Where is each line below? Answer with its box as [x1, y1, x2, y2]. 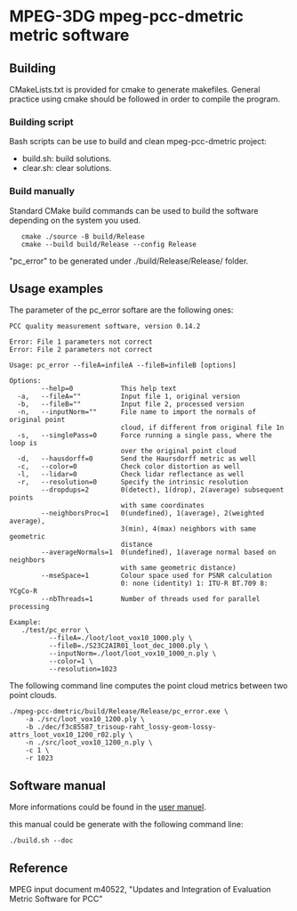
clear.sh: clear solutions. [21, 163, 112, 174]
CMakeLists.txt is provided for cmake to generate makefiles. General [9, 85, 261, 94]
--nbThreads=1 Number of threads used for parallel [41, 595, 261, 604]
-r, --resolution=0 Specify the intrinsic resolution [17, 478, 249, 487]
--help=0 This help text [41, 385, 177, 394]
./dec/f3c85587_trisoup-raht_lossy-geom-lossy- [36, 723, 217, 732]
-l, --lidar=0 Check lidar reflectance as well [17, 470, 245, 479]
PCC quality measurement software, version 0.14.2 [9, 322, 201, 331]
